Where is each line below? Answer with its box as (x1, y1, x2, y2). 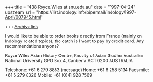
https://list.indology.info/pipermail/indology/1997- (38, 9, 137, 15)
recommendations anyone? (5, 43, 59, 49)
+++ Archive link (5, 24, 38, 29)
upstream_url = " (5, 9, 39, 15)
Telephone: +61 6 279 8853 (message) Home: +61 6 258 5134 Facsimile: (5, 67, 149, 73)
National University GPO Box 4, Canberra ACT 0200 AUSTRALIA (5, 58, 133, 63)
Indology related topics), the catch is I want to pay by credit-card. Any (5, 38, 144, 44)
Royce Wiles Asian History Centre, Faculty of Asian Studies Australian (5, 53, 144, 58)
